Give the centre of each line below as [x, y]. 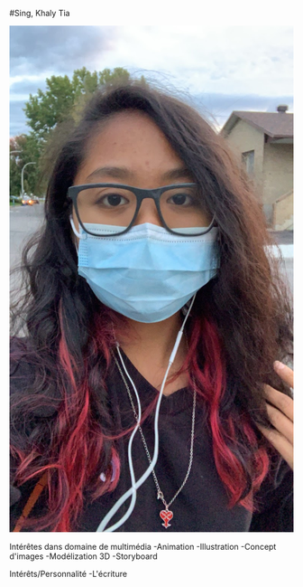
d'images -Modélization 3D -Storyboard [83, 556]
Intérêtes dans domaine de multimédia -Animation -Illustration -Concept [143, 547]
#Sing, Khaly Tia [40, 13]
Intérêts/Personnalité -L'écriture [69, 574]
